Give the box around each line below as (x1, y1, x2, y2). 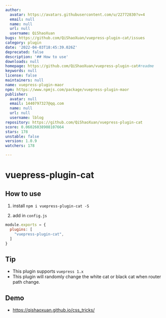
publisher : (5, 92, 28, 97)
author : (5, 7, 22, 13)
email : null (10, 17, 35, 22)
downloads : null (5, 59, 39, 64)
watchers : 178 (5, 143, 35, 149)
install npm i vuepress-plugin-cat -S (12, 203, 90, 209)
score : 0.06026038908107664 (5, 124, 64, 130)
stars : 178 (5, 129, 28, 134)
